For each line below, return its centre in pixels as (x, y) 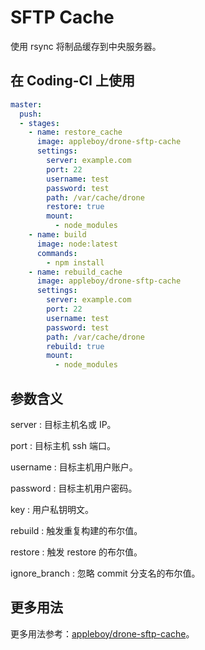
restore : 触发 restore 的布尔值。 (76, 552)
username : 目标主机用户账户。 (74, 467)
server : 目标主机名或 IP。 (63, 424)
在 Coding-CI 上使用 (72, 81)
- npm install (75, 262)
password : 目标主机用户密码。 (74, 488)
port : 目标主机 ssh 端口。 (63, 445)
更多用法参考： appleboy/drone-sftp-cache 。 (102, 633)
